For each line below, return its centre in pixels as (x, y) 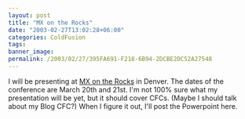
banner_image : (31, 52)
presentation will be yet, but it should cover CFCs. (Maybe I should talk (122, 98)
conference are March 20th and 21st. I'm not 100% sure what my (113, 89)
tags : (17, 45)
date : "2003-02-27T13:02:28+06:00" (66, 30)
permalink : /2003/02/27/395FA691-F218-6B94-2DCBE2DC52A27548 (110, 59)
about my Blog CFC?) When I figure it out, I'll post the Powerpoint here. (123, 106)
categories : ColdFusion (47, 37)
